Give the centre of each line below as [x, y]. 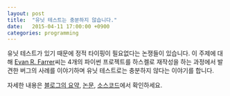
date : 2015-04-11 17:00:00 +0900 [59, 26]
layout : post [26, 13]
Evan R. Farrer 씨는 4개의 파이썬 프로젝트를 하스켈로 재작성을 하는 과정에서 [115, 62]
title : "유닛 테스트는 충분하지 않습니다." [62, 20]
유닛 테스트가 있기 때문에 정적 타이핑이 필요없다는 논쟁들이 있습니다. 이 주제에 [112, 53]
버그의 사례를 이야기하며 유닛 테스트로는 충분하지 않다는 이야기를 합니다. [117, 70]
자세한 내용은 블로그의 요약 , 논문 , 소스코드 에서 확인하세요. [85, 85]
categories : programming [43, 33]
